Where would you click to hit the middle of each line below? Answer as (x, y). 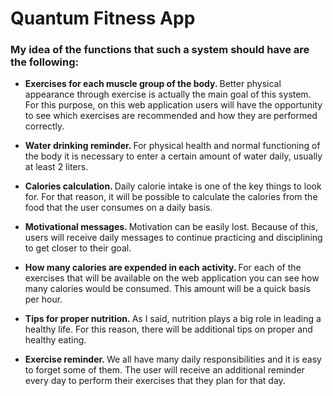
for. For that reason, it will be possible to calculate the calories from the (171, 197)
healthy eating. (55, 340)
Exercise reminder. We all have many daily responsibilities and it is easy (173, 359)
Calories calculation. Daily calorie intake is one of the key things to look (173, 186)
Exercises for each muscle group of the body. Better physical (153, 84)
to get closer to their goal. (78, 248)
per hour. (43, 299)
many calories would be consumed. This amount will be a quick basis (167, 289)
